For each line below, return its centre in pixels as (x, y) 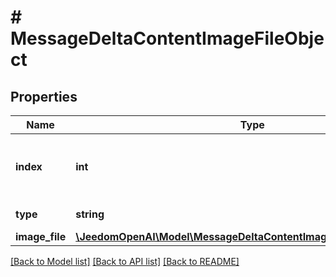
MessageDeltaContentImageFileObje (167, 38)
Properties (44, 96)
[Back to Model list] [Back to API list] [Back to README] (125, 261)
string (90, 214)
